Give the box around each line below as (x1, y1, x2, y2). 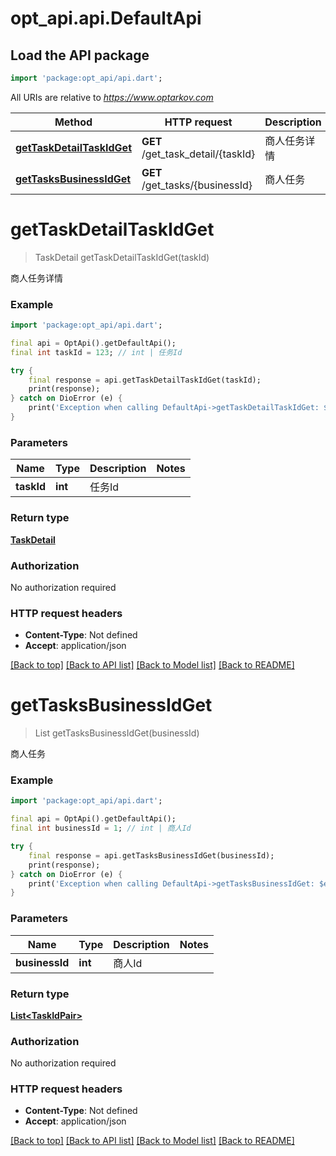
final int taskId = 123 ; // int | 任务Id (10, 347, 183, 357)
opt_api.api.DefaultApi (10, 7, 202, 30)
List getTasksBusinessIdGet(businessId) (34, 727, 200, 739)
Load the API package (10, 47, 150, 64)
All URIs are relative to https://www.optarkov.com (10, 91, 214, 103)
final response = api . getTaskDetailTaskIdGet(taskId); (28, 375, 262, 385)
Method (54, 115, 93, 129)
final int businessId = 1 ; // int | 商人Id (10, 823, 192, 834)
